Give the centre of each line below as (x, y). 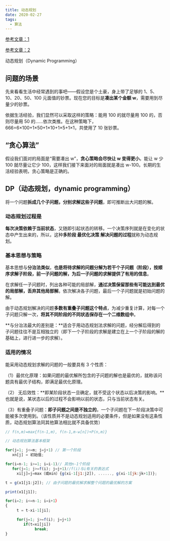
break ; (42, 529)
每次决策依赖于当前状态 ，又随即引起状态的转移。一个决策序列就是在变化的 (83, 228)
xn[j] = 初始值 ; (28, 455)
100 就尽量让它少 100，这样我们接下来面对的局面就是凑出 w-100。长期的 (81, 165)
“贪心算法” (22, 145)
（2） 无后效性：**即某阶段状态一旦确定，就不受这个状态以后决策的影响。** (85, 392)
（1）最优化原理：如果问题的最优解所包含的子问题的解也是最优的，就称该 (81, 375)
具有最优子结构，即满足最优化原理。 (47, 381)
